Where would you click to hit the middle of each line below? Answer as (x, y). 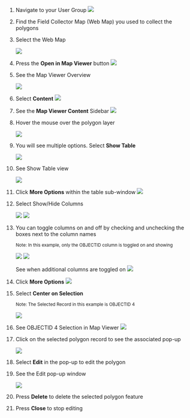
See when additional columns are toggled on (71, 269)
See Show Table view (42, 168)
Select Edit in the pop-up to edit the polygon (70, 362)
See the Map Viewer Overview (53, 75)
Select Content (34, 98)
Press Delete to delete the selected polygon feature (79, 397)
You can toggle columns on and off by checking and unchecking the (100, 228)
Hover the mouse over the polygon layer (65, 123)
